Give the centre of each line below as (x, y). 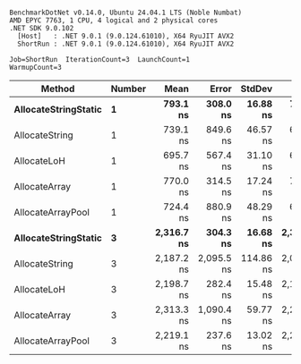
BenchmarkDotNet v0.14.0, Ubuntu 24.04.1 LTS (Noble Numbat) (126, 13)
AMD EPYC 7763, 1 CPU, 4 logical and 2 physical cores (114, 21)
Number (129, 89)
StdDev (257, 89)
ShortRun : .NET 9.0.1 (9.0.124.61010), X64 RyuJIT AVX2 (126, 44)
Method (58, 89)
